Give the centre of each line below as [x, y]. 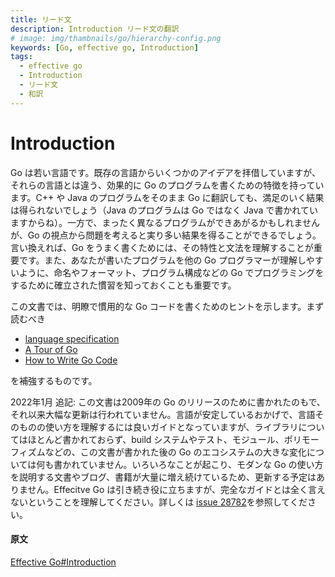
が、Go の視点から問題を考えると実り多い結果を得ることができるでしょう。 [166, 235]
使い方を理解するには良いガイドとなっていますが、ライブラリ [171, 427]
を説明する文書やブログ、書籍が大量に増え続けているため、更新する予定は [163, 477]
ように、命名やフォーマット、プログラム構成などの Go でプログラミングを [171, 272]
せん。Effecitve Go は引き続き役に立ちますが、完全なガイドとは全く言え [176, 489]
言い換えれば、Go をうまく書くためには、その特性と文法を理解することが [162, 247]
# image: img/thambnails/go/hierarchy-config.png [116, 38]
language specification [72, 338]
